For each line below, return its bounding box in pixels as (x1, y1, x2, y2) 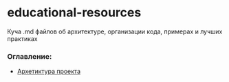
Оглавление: (7, 51, 52, 61)
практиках (7, 34, 38, 42)
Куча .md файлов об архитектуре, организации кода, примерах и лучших (7, 27, 223, 36)
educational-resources (7, 5, 142, 20)
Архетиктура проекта (17, 67, 81, 76)
